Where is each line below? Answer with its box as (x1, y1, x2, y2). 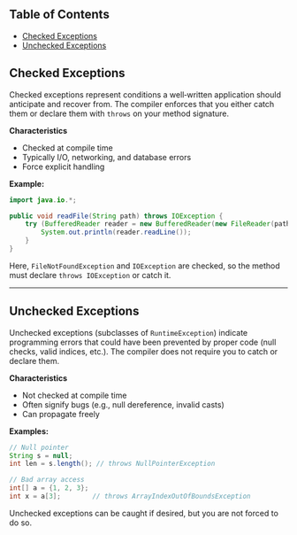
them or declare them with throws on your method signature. (9, 108, 230, 119)
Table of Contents (9, 7, 110, 22)
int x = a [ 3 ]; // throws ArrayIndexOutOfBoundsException (9, 492, 251, 501)
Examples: (9, 425, 49, 437)
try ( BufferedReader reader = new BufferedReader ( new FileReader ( (25, 220, 275, 229)
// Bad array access (9, 476, 86, 485)
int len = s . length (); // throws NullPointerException (9, 460, 216, 469)
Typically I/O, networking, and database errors (21, 151, 192, 162)
